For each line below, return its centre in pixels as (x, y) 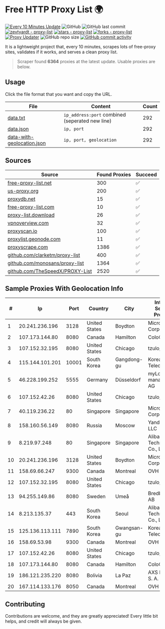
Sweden (96, 497)
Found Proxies (114, 174)
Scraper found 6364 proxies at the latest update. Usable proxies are (86, 61)
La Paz (123, 576)
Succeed (146, 174)
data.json (18, 129)
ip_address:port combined (95, 115)
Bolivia (94, 576)
